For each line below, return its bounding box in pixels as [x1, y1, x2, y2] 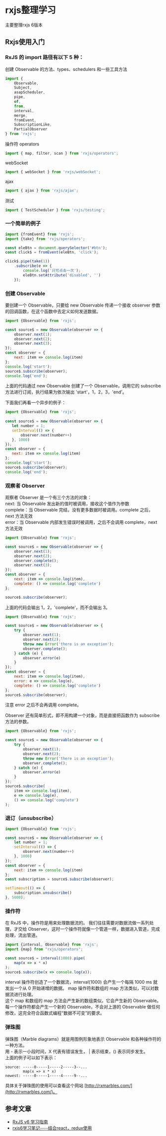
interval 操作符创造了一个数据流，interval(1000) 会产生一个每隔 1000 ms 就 [5, 979, 158, 985]
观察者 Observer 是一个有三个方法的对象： [5, 495, 92, 501]
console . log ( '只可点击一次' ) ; [23, 268, 81, 273]
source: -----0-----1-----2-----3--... [5, 1065, 88, 1070]
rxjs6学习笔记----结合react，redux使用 [12, 1125, 92, 1131]
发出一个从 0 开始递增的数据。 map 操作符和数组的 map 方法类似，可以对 [5, 985, 155, 991]
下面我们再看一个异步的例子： [5, 400, 66, 406]
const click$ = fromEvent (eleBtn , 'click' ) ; [5, 250, 99, 255]
